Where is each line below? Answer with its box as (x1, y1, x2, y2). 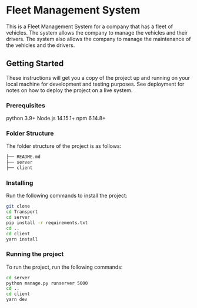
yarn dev (6, 297, 28, 303)
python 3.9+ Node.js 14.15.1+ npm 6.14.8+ (6, 115, 106, 122)
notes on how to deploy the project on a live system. (6, 86, 133, 94)
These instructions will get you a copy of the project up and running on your (6, 74, 190, 81)
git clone (6, 204, 31, 209)
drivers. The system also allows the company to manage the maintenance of (6, 35, 191, 42)
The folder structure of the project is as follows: (6, 143, 122, 150)
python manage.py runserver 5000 (6, 280, 88, 286)
